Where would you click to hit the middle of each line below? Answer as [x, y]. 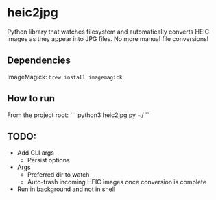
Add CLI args [36, 153]
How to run [31, 98]
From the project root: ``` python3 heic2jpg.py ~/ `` [78, 115]
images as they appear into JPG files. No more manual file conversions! [108, 38]
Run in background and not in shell [66, 189]
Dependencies [39, 61]
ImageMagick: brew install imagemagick [65, 77]
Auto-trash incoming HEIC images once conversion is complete [117, 182]
